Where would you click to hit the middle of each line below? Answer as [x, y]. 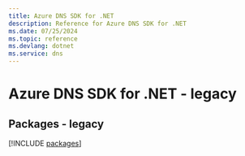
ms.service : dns [36, 54]
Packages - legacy [56, 124]
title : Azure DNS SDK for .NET [61, 16]
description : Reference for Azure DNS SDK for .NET [97, 24]
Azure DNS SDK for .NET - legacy [122, 94]
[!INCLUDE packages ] [45, 143]
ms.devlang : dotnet [41, 46]
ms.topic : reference [43, 39]
